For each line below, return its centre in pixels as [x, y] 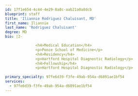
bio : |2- [14, 37]
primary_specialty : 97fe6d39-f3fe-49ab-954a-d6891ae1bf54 [65, 77]
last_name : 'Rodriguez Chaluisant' [41, 28]
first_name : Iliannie [27, 23]
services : [15, 81]
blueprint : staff [23, 14]
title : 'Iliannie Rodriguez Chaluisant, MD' [51, 18]
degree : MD [16, 32]
